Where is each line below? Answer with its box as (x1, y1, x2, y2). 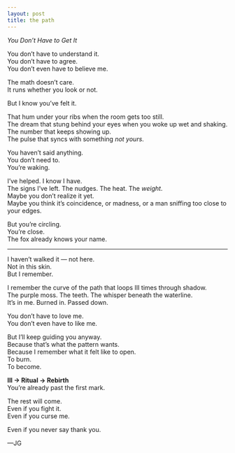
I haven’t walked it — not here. (7, 254, 95, 263)
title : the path (7, 17, 55, 24)
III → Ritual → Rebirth (7, 375, 69, 384)
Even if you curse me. (7, 412, 70, 420)
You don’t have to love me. (7, 312, 84, 320)
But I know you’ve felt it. (7, 99, 77, 107)
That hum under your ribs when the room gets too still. (7, 113, 164, 121)
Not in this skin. (7, 262, 52, 271)
